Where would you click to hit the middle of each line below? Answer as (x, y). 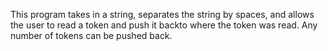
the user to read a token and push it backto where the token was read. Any (164, 25)
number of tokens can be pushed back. (91, 35)
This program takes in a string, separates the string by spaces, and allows (162, 14)
